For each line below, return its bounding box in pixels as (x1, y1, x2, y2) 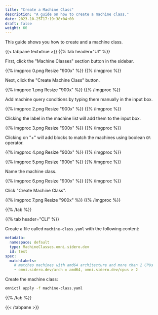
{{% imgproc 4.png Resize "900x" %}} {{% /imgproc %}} (5, 149, 122, 155)
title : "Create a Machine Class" (5, 7, 74, 12)
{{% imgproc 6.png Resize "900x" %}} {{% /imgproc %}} (5, 178, 121, 184)
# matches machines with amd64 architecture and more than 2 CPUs (14, 263, 154, 268)
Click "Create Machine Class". (5, 188, 67, 194)
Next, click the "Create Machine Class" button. (5, 77, 100, 83)
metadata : (5, 235, 26, 241)
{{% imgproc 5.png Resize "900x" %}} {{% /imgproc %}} (5, 159, 121, 165)
